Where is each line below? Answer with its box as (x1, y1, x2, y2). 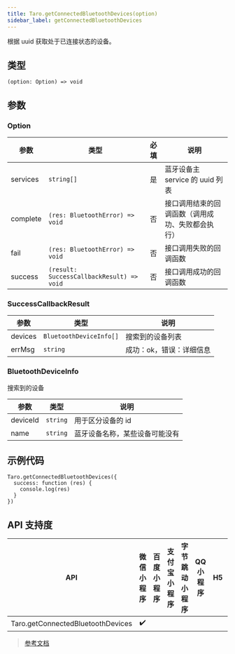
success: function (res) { (13, 480, 92, 487)
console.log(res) (20, 486, 71, 493)
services (10, 175, 39, 184)
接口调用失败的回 (164, 243, 222, 253)
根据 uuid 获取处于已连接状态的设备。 (7, 36, 115, 46)
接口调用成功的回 (164, 267, 222, 276)
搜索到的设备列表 (125, 332, 182, 342)
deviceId (10, 415, 40, 425)
